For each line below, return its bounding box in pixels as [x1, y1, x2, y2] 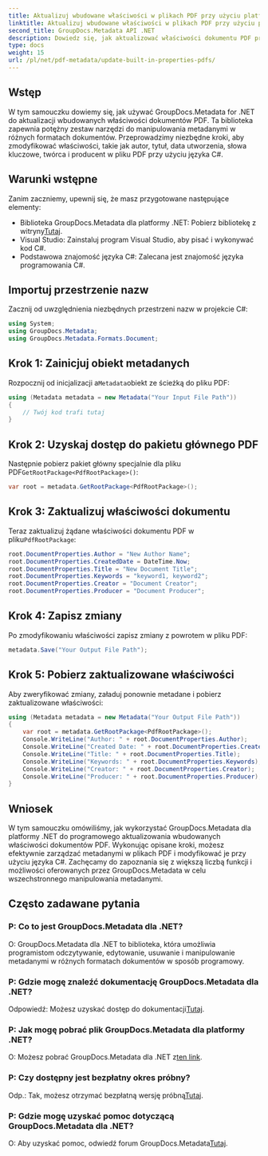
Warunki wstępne [8, 172, 98, 186]
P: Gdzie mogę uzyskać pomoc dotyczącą [8, 1110, 175, 1122]
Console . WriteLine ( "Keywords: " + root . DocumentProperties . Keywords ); [22, 758, 262, 766]
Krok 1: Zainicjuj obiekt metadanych [8, 357, 190, 370]
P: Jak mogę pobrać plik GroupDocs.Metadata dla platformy [8, 1023, 246, 1035]
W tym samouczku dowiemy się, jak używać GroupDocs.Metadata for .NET [8, 107, 255, 117]
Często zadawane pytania [8, 897, 140, 911]
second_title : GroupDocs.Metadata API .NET [8, 26, 156, 34]
